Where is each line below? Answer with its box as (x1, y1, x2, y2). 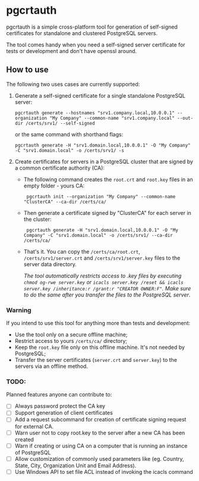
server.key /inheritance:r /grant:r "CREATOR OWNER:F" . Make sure (23, 285, 191, 292)
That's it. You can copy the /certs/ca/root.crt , (23, 248, 141, 255)
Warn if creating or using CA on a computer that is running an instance (14, 442, 188, 449)
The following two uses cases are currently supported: (6, 80, 140, 88)
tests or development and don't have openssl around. (6, 47, 137, 54)
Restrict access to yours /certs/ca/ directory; (14, 338, 128, 345)
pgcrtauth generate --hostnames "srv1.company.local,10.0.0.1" (14, 110, 175, 116)
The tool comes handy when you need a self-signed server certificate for (6, 41, 185, 48)
